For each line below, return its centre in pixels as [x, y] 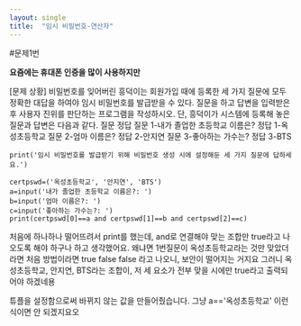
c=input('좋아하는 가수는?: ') [61, 211]
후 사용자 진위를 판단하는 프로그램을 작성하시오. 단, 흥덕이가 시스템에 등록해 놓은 [150, 113]
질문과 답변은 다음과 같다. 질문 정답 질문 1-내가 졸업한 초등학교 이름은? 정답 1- [145, 125]
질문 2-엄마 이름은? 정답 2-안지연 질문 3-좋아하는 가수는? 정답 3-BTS [170, 136]
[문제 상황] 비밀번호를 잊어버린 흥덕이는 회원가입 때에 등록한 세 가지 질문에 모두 [148, 91]
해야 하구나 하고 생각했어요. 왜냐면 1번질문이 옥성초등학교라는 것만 [149, 248]
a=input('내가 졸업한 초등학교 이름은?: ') [81, 191]
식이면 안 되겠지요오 [44, 312]
